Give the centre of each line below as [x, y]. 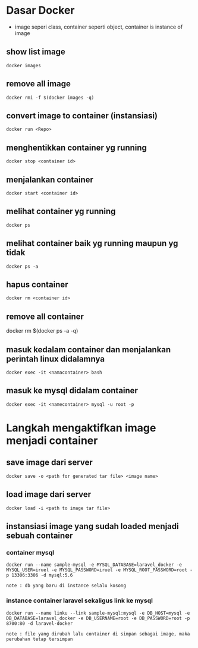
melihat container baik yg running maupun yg [92, 244]
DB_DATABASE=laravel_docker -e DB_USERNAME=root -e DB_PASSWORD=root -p [98, 618]
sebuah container [40, 536]
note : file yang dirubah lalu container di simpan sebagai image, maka [98, 634]
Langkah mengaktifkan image [81, 428]
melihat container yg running [61, 212]
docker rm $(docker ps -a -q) [42, 331]
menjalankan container [50, 179]
